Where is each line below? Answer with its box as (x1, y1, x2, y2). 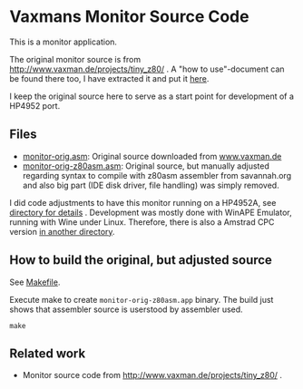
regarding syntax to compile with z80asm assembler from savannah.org (22, 170, 292, 180)
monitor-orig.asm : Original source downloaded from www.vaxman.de (22, 151, 282, 161)
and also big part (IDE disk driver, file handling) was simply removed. (22, 180, 279, 190)
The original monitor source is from (9, 53, 142, 64)
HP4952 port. (9, 100, 61, 111)
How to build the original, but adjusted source (9, 252, 272, 268)
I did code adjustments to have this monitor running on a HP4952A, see (9, 197, 277, 208)
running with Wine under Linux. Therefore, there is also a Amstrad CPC (9, 216, 275, 228)
